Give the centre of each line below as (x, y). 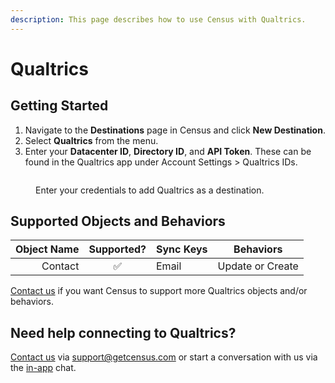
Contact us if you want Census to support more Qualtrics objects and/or (159, 291)
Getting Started (59, 106)
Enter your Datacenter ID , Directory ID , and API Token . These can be (168, 151)
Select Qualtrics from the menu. (91, 140)
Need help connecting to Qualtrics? (123, 332)
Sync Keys (182, 249)
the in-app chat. (43, 368)
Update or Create (258, 266)
